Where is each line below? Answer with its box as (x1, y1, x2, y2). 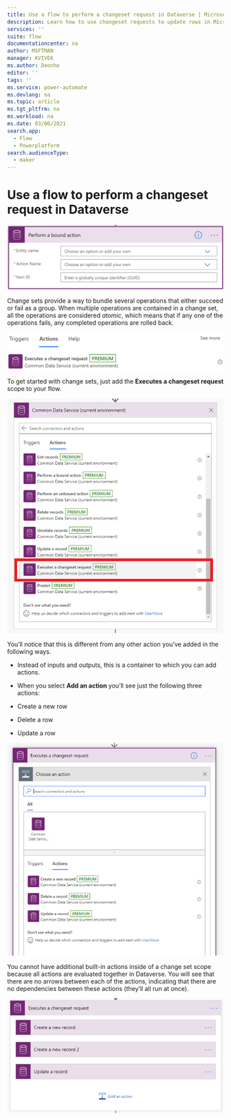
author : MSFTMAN (7, 48, 54, 54)
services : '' (7, 26, 45, 32)
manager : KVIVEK (7, 55, 54, 62)
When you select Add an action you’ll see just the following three (16, 681, 202, 690)
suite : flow (7, 33, 41, 40)
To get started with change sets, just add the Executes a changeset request (7, 377, 224, 386)
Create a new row (16, 702, 67, 710)
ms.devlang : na (7, 91, 51, 98)
